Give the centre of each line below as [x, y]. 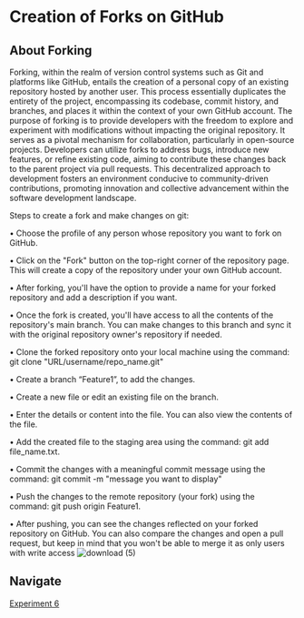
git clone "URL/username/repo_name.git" [87, 362]
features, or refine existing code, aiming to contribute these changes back [148, 159]
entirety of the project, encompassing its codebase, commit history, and [144, 101]
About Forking [51, 51]
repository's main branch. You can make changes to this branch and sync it [151, 324]
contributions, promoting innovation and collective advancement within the [149, 188]
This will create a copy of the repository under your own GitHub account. [146, 270]
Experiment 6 [34, 603]
